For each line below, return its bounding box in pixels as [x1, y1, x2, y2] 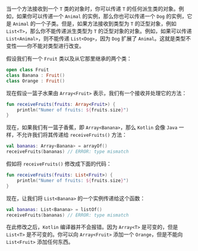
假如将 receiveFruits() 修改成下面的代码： [6, 160, 112, 167]
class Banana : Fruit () [6, 72, 65, 79]
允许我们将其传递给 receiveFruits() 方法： [21, 131, 128, 139]
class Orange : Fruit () [6, 78, 65, 84]
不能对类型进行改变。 [32, 42, 84, 49]
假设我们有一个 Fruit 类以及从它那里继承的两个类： [6, 55, 132, 62]
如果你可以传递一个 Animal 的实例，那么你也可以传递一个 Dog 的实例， [16, 12, 187, 20]
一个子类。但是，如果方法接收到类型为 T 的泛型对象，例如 [35, 20, 177, 27]
